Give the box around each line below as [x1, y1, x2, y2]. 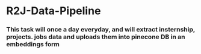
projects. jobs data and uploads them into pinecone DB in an [6, 33, 185, 41]
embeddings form [6, 40, 60, 49]
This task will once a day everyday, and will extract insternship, [6, 26, 196, 34]
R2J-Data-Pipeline [6, 4, 101, 18]
